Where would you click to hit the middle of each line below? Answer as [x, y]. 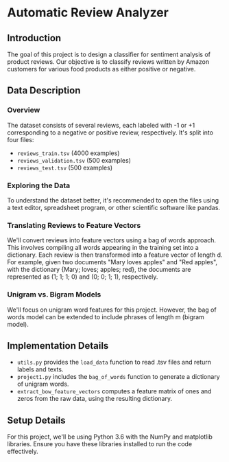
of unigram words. [43, 384]
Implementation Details [58, 346]
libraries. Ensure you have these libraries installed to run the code [100, 444]
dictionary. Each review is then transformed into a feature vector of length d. [115, 255]
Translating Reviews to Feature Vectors [74, 225]
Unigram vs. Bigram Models [54, 294]
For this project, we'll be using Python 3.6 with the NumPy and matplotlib [110, 437]
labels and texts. [40, 369]
